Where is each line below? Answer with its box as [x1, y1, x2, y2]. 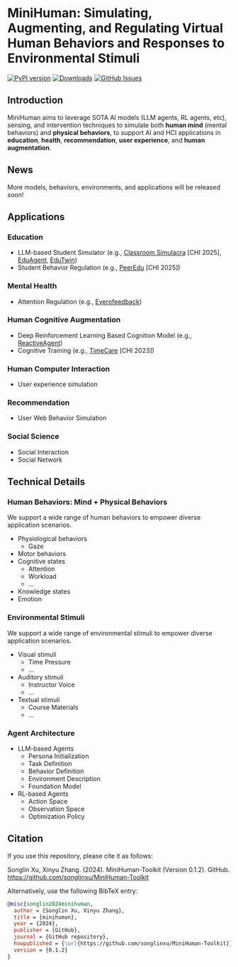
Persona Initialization [28, 752, 90, 760]
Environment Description [28, 775, 101, 783]
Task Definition [28, 760, 72, 768]
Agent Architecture [7, 728, 76, 738]
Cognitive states [17, 557, 66, 566]
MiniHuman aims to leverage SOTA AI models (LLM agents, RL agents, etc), [7, 113, 227, 121]
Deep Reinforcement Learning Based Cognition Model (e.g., [17, 331, 193, 339]
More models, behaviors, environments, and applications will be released [7, 182, 221, 191]
